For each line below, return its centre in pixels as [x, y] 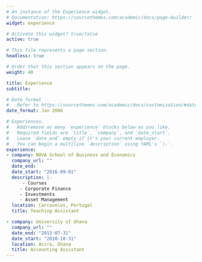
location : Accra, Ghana [41, 244]
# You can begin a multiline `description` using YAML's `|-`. [90, 144]
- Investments [37, 194]
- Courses [34, 183]
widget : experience [31, 23]
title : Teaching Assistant [45, 211]
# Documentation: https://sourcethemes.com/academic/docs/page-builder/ [99, 17]
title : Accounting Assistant [48, 250]
